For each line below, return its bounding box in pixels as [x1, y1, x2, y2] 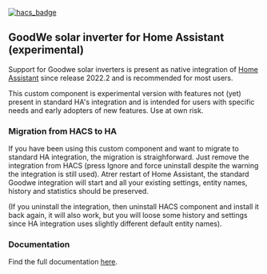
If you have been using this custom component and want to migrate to [8, 144, 240, 154]
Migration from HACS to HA [8, 125, 118, 136]
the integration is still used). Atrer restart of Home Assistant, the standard [8, 169, 249, 179]
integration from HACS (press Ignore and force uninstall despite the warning [8, 161, 259, 171]
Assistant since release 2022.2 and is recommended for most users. [8, 73, 233, 83]
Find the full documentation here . [8, 257, 118, 267]
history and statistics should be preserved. [8, 187, 149, 196]
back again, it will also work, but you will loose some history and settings [8, 211, 248, 220]
